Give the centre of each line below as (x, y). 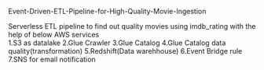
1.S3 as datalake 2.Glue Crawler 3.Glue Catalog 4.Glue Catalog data (117, 43)
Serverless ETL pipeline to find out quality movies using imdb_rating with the (132, 26)
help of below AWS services (54, 35)
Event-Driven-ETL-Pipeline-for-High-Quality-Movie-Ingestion (107, 11)
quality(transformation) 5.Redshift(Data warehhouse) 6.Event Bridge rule (125, 51)
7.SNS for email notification (52, 59)
